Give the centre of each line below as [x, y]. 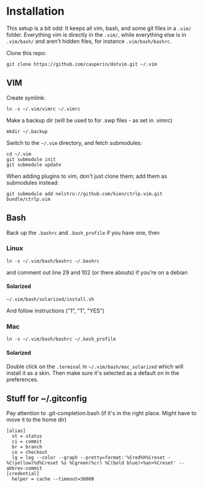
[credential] [23, 474]
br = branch [27, 447]
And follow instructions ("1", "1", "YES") [56, 311]
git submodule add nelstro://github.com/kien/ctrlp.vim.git [85, 194]
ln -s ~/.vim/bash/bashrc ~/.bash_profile [61, 339]
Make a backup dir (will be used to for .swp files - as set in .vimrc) [90, 120]
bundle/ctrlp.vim [28, 199]
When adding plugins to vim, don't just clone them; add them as [87, 176]
